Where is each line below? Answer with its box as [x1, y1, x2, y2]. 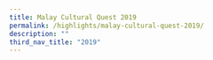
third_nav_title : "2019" [9, 37, 101, 47]
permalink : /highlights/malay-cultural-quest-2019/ [9, 21, 204, 30]
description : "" [9, 29, 69, 38]
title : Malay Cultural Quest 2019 [9, 12, 138, 22]
